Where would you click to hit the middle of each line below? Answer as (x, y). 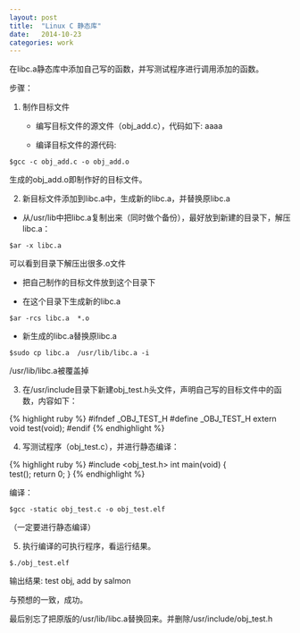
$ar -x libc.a (36, 246)
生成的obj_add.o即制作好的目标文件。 (78, 180)
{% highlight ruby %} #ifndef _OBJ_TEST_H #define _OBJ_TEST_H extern (143, 419)
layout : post (33, 17)
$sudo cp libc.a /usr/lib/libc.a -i (79, 353)
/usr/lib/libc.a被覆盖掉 (49, 371)
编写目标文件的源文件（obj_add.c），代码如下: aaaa (129, 126)
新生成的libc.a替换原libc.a (70, 336)
